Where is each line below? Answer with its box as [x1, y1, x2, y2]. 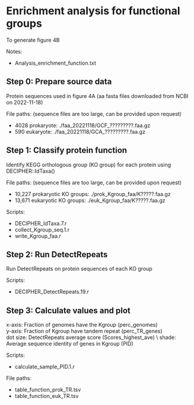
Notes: [6, 48, 23, 55]
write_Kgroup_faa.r [14, 232, 61, 239]
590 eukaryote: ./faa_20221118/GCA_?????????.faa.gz [14, 128, 145, 135]
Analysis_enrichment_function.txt [14, 59, 97, 67]
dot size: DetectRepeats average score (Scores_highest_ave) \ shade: [6, 334, 176, 341]
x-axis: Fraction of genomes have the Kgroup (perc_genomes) [6, 321, 158, 328]
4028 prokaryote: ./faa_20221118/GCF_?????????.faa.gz [14, 122, 151, 129]
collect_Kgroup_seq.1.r [14, 226, 70, 233]
